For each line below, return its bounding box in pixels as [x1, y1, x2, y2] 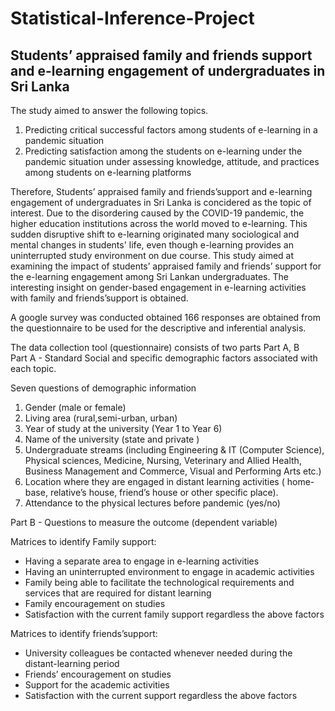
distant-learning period [24, 658, 120, 669]
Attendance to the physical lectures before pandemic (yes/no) [24, 497, 281, 509]
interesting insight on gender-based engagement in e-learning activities [10, 282, 307, 293]
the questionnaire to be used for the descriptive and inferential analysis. [10, 322, 307, 334]
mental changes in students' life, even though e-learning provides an [10, 239, 294, 251]
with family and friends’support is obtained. [10, 292, 189, 304]
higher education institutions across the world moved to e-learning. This [10, 218, 308, 229]
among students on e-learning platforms [24, 167, 192, 178]
